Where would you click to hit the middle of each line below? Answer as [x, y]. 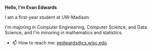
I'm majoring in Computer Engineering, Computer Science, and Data [76, 27]
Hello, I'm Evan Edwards [31, 7]
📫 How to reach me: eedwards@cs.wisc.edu [59, 43]
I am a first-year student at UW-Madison [47, 17]
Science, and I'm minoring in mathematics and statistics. [64, 32]
